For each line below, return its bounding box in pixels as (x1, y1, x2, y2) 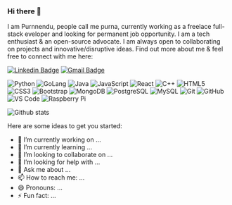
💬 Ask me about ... (17, 166, 71, 174)
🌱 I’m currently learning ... (17, 143, 93, 151)
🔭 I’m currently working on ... (17, 135, 101, 144)
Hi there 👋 (7, 6, 42, 16)
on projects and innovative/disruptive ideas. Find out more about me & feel (7, 45, 224, 54)
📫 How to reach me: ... (17, 173, 85, 182)
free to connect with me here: (7, 52, 94, 61)
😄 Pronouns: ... (17, 183, 63, 192)
